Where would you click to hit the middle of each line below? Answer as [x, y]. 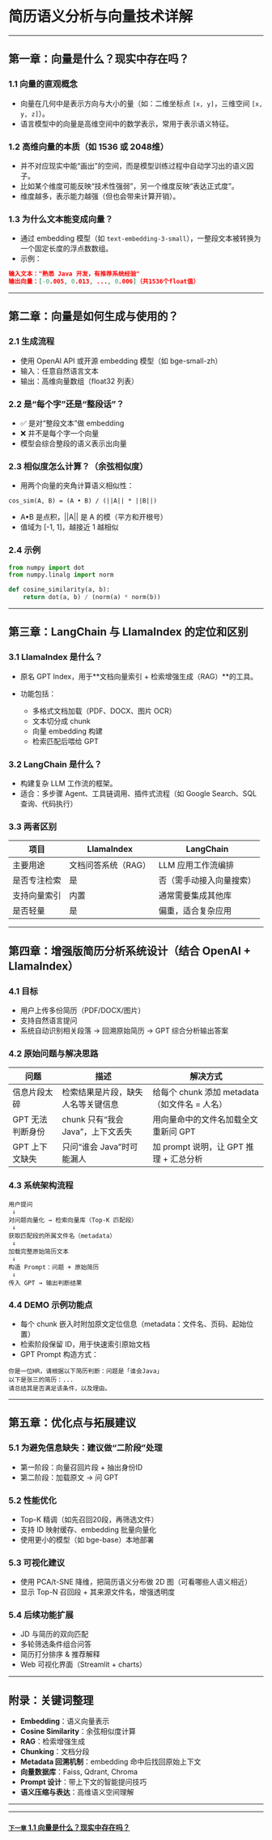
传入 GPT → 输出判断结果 [45, 1283]
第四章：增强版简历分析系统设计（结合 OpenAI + [130, 950]
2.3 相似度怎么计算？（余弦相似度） [78, 466]
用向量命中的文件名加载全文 [205, 1119]
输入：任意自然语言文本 [59, 370]
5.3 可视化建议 [37, 1563]
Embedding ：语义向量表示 [65, 1721]
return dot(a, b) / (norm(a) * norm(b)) [92, 597]
